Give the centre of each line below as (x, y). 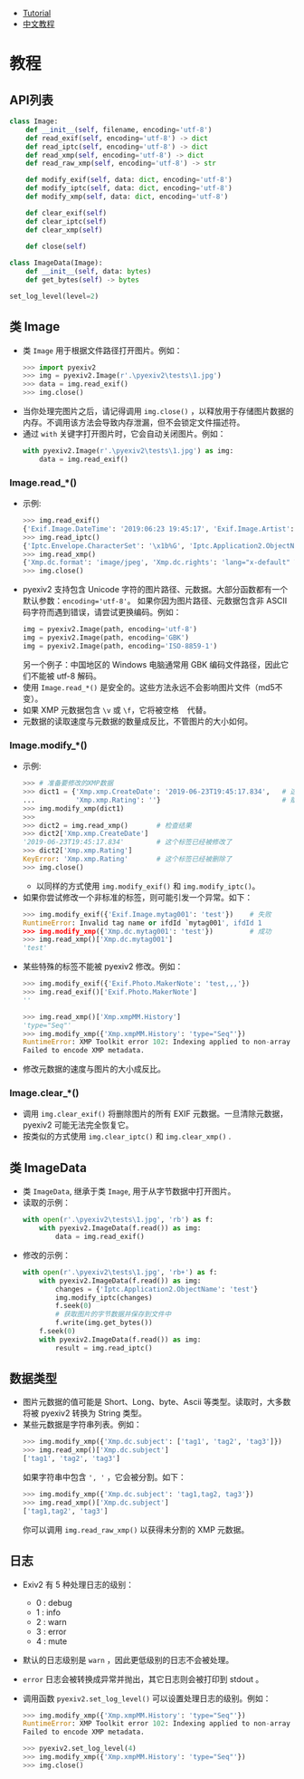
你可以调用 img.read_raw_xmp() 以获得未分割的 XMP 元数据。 (136, 1529)
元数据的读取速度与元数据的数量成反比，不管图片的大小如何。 (138, 721)
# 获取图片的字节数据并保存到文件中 (114, 1314)
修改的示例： (46, 1255)
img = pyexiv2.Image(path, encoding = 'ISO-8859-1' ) (120, 646)
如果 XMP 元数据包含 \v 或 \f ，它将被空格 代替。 (117, 709)
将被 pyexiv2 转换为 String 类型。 (84, 1413)
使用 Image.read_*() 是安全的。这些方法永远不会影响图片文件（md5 (149, 687)
